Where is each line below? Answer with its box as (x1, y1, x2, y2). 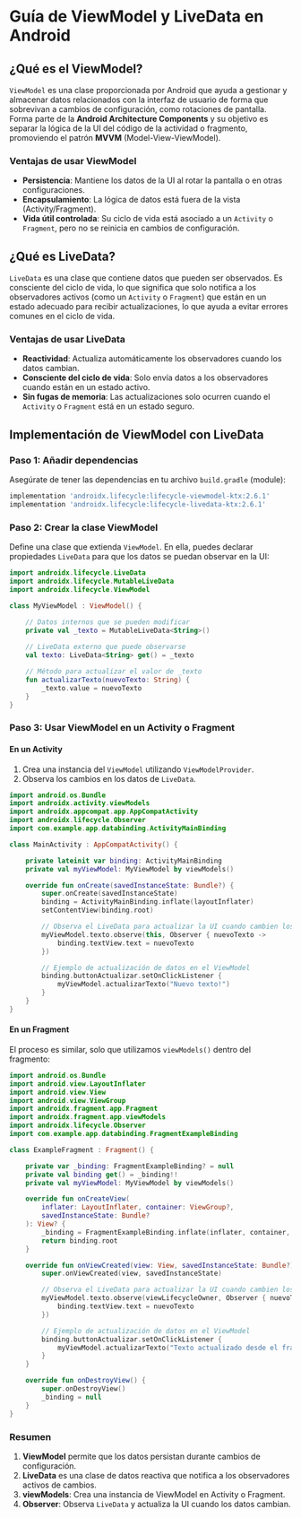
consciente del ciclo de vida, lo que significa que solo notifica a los (9, 282, 257, 293)
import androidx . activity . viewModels (9, 799, 150, 808)
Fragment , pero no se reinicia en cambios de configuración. (21, 222, 240, 234)
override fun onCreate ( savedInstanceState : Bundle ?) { (25, 880, 235, 889)
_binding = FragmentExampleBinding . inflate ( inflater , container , (41, 1227, 291, 1236)
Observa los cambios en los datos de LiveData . (21, 773, 196, 784)
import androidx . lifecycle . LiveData (9, 568, 146, 577)
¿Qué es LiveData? (9, 248, 116, 264)
